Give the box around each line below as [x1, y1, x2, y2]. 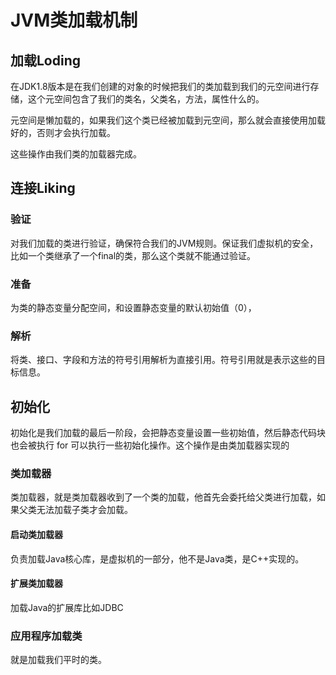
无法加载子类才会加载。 [36, 504, 133, 516]
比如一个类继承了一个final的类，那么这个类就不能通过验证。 [10, 249, 257, 261]
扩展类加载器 [10, 577, 63, 590]
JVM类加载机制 [10, 9, 138, 32]
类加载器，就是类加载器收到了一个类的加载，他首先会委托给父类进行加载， [10, 491, 317, 503]
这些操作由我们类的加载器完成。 [10, 148, 142, 160]
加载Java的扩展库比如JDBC [10, 601, 124, 613]
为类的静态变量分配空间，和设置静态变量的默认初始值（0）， [10, 301, 257, 313]
